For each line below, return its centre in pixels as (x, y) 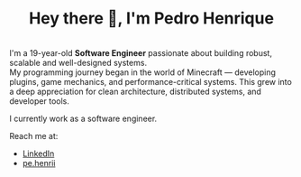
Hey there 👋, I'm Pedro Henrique (151, 19)
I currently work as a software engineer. (83, 118)
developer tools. (39, 101)
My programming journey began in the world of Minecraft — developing (143, 72)
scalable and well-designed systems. (78, 62)
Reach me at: (34, 135)
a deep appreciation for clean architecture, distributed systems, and (135, 91)
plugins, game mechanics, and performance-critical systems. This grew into (151, 81)
